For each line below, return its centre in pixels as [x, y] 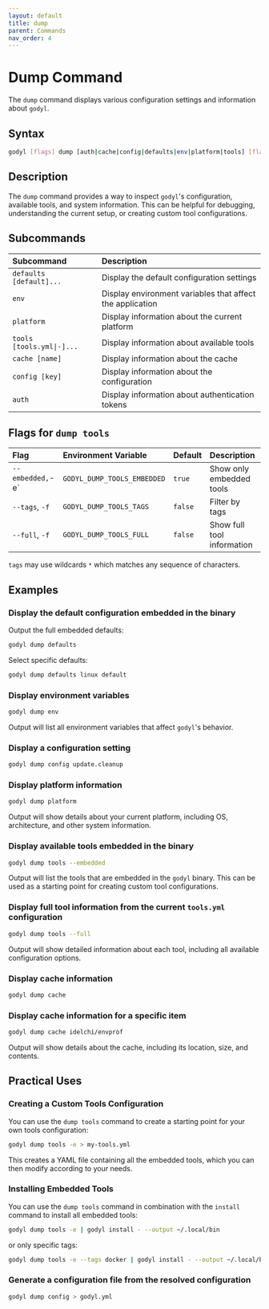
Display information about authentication [178, 395]
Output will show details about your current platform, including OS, [118, 817]
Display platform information [65, 785]
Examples [33, 590]
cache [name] [37, 358]
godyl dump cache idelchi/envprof [66, 1032]
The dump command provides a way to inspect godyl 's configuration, [120, 196]
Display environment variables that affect [179, 293]
